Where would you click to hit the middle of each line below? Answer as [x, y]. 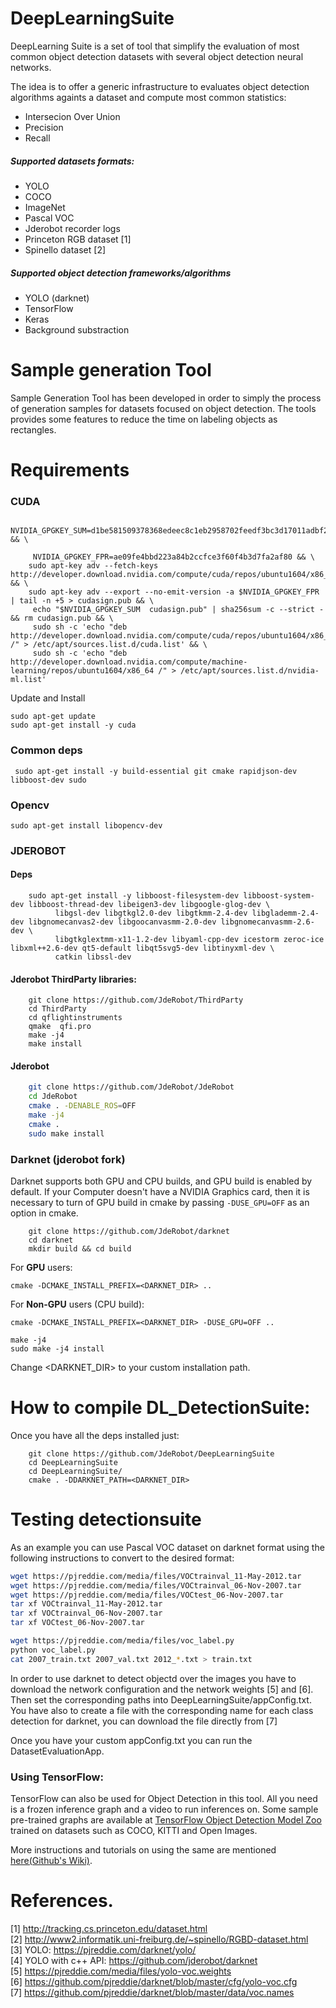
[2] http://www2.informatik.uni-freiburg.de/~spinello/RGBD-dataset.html [159, 1939]
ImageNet [45, 207]
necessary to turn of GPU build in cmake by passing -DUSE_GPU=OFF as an [160, 1202]
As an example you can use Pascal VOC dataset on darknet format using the [167, 1547]
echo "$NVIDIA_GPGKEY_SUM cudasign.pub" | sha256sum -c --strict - [178, 610]
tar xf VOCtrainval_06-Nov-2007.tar [86, 1613]
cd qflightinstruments [75, 1018]
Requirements [70, 470]
